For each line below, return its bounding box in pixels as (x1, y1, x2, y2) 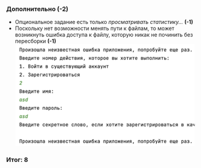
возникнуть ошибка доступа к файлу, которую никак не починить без (14, 31, 193, 38)
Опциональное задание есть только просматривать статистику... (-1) (14, 19, 193, 26)
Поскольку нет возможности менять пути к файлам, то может (14, 25, 175, 32)
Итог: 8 (6, 155, 29, 164)
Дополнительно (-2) (6, 5, 69, 13)
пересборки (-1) (14, 38, 57, 45)
